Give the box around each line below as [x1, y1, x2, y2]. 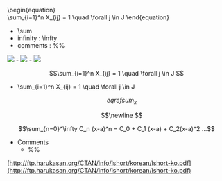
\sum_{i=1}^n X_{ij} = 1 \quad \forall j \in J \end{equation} [7, 13, 170, 21]
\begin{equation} [7, 6, 56, 14]
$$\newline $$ [101, 111, 143, 119]
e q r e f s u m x [106, 96, 137, 106]
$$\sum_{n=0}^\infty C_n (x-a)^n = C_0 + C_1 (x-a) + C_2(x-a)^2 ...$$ [18, 124, 215, 132]
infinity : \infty [17, 34, 58, 42]
